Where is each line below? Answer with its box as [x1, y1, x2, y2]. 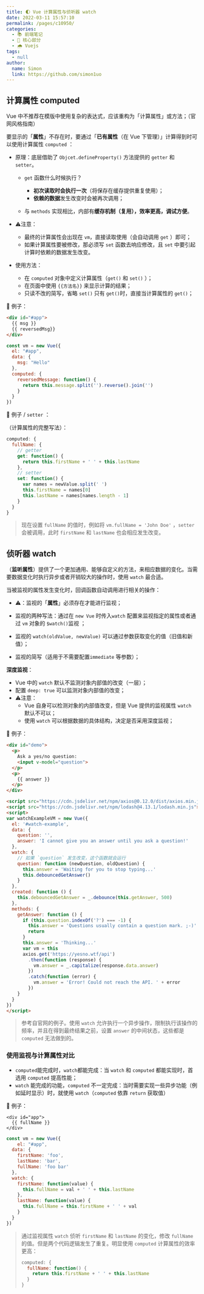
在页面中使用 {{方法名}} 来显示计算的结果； [24, 282, 132, 290]
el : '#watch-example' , [12, 821, 69, 827]
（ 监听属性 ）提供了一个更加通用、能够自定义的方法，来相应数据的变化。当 [6, 566, 192, 573]
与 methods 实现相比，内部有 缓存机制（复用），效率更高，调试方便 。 [24, 207, 193, 215]
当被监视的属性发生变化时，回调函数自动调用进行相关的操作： [6, 586, 161, 594]
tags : [6, 49, 20, 55]
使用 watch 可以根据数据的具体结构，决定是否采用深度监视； [24, 717, 174, 725]
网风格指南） [6, 120, 38, 128]
